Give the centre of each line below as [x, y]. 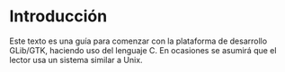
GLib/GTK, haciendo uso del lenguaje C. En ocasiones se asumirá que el [143, 50]
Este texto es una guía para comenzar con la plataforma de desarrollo [138, 41]
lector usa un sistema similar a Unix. [76, 60]
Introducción [58, 16]
